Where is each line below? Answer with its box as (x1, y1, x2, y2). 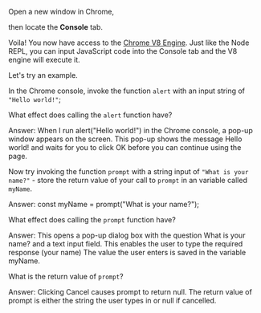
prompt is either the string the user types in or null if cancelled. (8, 296, 217, 305)
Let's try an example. (8, 71, 78, 79)
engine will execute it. (8, 55, 80, 64)
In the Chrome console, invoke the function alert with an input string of (8, 86, 246, 96)
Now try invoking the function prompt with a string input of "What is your (8, 167, 249, 176)
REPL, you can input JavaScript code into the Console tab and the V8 (8, 47, 238, 55)
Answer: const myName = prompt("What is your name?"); (8, 200, 199, 209)
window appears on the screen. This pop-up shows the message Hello (8, 134, 243, 144)
